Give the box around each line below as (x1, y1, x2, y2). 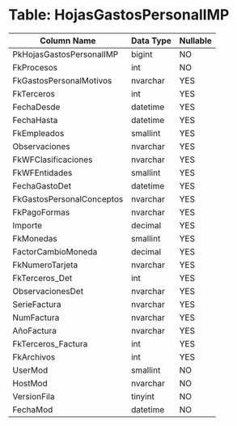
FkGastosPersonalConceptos (12, 193, 124, 204)
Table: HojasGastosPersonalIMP (8, 6, 230, 24)
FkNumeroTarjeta (12, 259, 78, 271)
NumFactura (12, 312, 60, 323)
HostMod (12, 377, 49, 389)
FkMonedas (12, 232, 58, 244)
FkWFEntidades (12, 167, 73, 178)
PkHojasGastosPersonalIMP (12, 49, 119, 60)
